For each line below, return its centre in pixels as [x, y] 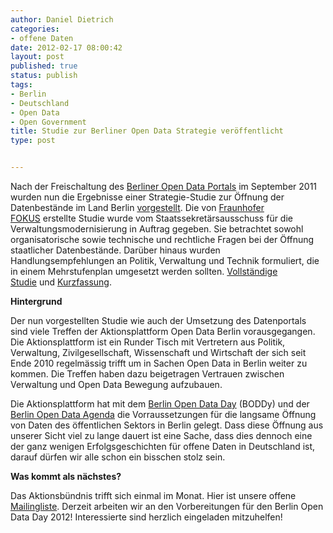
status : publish [44, 76]
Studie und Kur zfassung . [61, 282]
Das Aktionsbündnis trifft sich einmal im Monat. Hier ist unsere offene [153, 495]
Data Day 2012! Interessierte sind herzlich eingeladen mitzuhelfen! [146, 517]
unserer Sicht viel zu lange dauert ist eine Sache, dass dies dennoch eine [161, 435]
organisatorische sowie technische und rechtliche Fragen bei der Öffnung [162, 239]
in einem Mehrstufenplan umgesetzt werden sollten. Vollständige [144, 271]
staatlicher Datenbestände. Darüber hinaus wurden [115, 250]
